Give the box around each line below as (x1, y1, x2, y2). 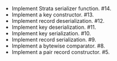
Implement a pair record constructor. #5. (11, 49, 110, 55)
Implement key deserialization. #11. (11, 23, 96, 30)
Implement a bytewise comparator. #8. (11, 42, 105, 49)
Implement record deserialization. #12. (11, 18, 105, 24)
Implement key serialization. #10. (11, 30, 91, 37)
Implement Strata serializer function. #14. (11, 5, 112, 12)
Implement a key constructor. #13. (11, 11, 94, 18)
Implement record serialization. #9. (11, 36, 96, 43)
